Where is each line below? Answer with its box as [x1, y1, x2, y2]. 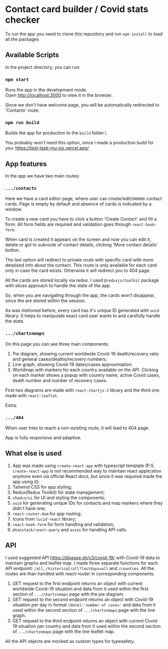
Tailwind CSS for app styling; [12, 484, 72, 490]
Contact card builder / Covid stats [5, 4, 148, 15]
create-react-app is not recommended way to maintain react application [12, 468, 161, 474]
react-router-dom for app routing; [12, 510, 82, 516]
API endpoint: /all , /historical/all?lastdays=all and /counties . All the [5, 565, 154, 571]
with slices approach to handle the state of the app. [5, 283, 111, 289]
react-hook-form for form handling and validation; [12, 521, 115, 527]
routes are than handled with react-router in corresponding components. [5, 571, 155, 577]
